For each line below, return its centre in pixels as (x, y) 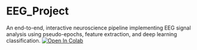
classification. (23, 40)
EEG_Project (38, 11)
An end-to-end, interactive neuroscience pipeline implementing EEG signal (98, 28)
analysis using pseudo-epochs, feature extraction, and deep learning (92, 34)
